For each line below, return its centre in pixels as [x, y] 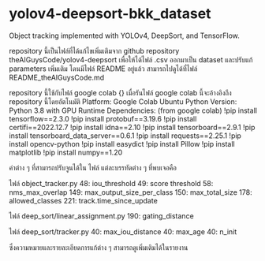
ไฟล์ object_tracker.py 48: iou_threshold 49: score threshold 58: [111, 183]
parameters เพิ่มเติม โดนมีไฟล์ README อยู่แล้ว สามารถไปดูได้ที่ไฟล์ [103, 69]
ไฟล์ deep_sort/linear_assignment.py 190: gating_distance [101, 216]
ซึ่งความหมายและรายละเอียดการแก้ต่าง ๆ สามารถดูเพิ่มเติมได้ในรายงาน [99, 247]
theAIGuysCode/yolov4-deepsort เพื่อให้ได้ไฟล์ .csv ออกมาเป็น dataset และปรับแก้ [131, 59]
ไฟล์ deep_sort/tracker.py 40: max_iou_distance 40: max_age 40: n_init [123, 231]
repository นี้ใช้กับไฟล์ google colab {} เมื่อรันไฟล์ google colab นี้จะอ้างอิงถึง [120, 92]
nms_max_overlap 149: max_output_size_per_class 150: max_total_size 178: [131, 192]
